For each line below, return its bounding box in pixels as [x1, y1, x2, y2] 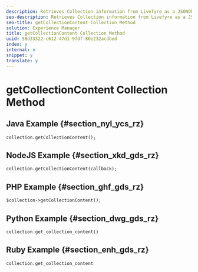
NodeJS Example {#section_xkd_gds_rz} [6, 150, 159, 160]
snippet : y [6, 52, 33, 58]
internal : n [6, 47, 35, 53]
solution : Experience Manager [6, 25, 81, 31]
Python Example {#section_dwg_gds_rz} [6, 213, 159, 223]
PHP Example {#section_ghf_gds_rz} [6, 182, 144, 192]
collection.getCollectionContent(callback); [6, 166, 117, 172]
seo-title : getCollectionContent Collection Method [6, 19, 136, 25]
